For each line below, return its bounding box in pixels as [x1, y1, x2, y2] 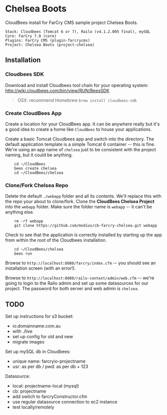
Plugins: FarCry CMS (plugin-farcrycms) [5, 38, 91, 43]
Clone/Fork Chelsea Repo [5, 182, 68, 189]
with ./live [12, 328, 33, 335]
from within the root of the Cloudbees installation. [5, 237, 107, 243]
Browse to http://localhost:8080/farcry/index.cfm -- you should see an [5, 260, 156, 266]
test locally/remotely [12, 404, 54, 410]
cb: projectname [12, 388, 46, 395]
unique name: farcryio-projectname [12, 358, 86, 365]
